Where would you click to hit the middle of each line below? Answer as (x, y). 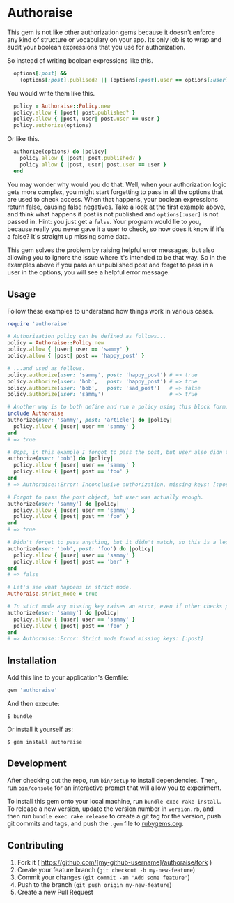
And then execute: (33, 703)
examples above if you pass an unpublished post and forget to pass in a (110, 265)
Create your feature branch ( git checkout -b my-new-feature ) (106, 869)
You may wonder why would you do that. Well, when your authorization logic (117, 184)
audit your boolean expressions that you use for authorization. (96, 47)
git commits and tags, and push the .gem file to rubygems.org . (96, 823)
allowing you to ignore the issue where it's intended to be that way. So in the (117, 257)
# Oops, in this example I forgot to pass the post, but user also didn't (118, 452)
